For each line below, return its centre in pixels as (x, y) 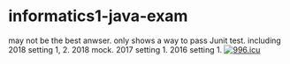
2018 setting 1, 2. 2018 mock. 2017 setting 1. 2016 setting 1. (115, 49)
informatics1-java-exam (98, 16)
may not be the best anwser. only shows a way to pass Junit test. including (145, 40)
